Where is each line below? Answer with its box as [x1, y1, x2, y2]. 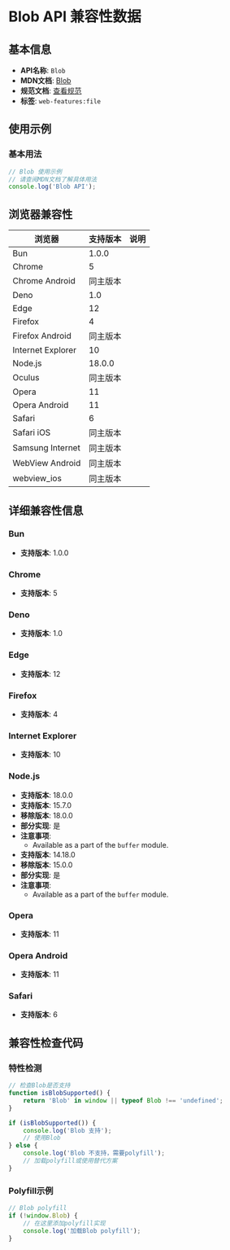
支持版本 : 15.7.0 [20, 800, 72, 810]
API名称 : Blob [20, 66, 66, 75]
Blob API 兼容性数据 [8, 7, 142, 26]
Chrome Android [12, 275, 76, 287]
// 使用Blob [23, 1134, 61, 1143]
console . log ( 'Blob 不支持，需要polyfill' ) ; [23, 1149, 165, 1157]
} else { [8, 1142, 38, 1150]
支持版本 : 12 [20, 669, 61, 678]
